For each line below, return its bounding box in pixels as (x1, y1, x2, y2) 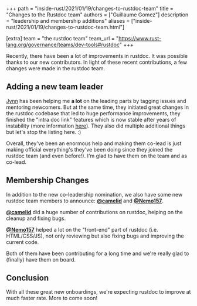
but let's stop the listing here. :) (6, 128, 81, 135)
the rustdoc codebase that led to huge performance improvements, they (6, 109, 181, 116)
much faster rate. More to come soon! (6, 295, 98, 302)
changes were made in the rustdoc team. (6, 65, 106, 72)
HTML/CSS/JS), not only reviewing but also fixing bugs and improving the (6, 232, 184, 239)
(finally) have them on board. (6, 256, 76, 263)
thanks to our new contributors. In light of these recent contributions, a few (6, 59, 188, 66)
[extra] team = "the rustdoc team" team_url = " (6, 35, 119, 42)
